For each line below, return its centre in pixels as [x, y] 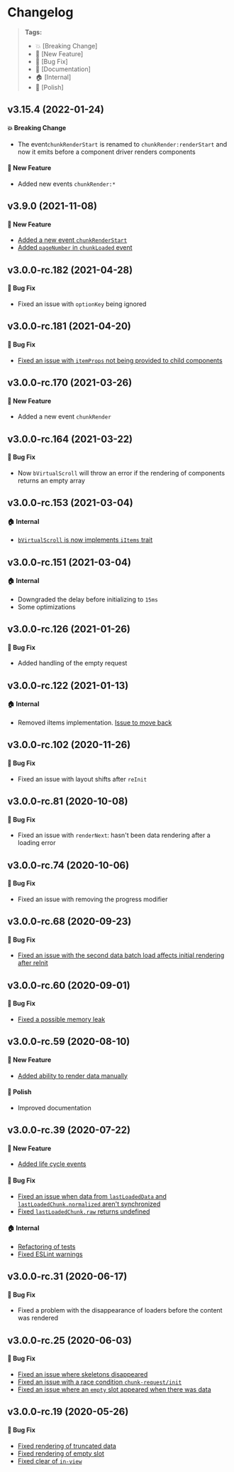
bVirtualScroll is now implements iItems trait [85, 540]
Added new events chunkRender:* [66, 184]
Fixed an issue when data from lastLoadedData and [92, 1196]
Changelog [40, 12]
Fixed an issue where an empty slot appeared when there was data [114, 1389]
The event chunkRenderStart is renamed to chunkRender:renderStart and [122, 144]
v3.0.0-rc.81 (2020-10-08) [68, 801]
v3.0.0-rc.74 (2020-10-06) [68, 865]
